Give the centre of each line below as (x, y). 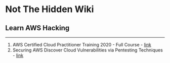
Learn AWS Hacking (37, 28)
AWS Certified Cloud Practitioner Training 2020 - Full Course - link (82, 45)
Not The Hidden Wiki (50, 9)
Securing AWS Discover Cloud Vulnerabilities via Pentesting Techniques (88, 50)
